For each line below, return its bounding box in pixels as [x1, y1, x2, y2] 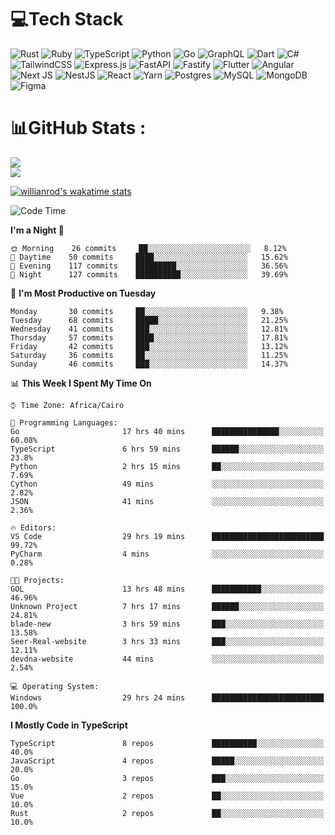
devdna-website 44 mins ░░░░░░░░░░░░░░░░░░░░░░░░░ [10, 654, 325, 664]
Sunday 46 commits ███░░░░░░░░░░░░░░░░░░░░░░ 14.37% [10, 359, 288, 369]
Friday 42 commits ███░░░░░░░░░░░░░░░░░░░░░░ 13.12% [10, 341, 288, 351]
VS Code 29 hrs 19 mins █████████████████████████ [10, 531, 325, 541]
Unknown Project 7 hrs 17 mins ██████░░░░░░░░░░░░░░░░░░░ [10, 601, 325, 611]
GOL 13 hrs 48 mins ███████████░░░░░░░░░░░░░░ [10, 584, 325, 594]
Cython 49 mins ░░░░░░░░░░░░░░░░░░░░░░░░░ [10, 479, 325, 489]
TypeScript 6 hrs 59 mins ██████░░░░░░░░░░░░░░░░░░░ [10, 444, 325, 454]
